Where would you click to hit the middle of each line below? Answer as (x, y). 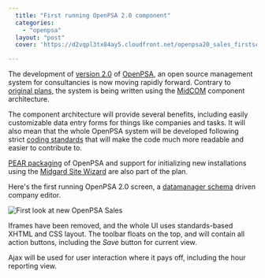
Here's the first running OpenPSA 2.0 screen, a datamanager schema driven (132, 187)
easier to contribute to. (45, 148)
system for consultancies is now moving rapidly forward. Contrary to (119, 83)
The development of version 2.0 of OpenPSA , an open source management (131, 74)
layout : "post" (40, 37)
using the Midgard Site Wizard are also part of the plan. (98, 172)
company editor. (35, 195)
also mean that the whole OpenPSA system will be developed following (123, 132)
